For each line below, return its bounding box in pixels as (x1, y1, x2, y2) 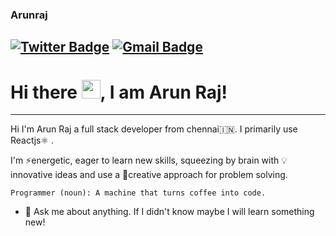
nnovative (10, 169, 53, 181)
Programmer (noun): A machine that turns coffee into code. (10, 188, 267, 198)
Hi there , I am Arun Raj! (10, 81, 228, 103)
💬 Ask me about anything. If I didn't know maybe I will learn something (24, 206, 315, 218)
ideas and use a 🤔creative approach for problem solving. (54, 169, 288, 181)
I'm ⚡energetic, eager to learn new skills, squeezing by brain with (10, 154, 280, 167)
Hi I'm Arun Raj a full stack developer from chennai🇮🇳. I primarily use (10, 123, 298, 135)
